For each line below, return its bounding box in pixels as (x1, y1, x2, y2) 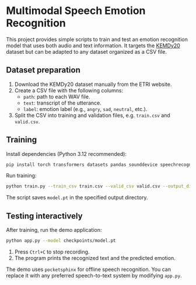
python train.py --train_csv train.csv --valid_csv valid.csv (6, 183, 160, 189)
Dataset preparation (6, 65, 80, 75)
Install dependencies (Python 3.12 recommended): (6, 150, 127, 157)
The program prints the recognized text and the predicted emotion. (14, 255, 176, 261)
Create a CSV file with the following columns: (14, 86, 124, 94)
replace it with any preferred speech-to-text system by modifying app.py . (6, 272, 182, 279)
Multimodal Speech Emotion (6, 4, 146, 18)
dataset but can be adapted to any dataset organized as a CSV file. (6, 48, 167, 55)
